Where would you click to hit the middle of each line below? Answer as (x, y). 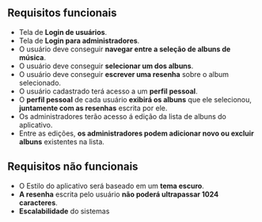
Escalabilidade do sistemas (64, 211)
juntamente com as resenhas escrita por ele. (93, 108)
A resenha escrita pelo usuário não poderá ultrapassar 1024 (119, 194)
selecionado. (40, 82)
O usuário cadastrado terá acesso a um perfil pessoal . (108, 91)
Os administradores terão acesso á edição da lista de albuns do (122, 116)
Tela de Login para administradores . (79, 40)
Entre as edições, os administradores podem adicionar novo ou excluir (136, 133)
